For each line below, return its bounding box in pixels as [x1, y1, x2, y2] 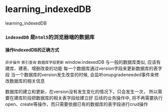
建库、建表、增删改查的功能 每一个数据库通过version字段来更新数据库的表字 [5, 65, 162, 71]
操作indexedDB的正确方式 [5, 47, 59, 53]
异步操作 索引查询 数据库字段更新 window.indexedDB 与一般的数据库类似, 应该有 [5, 59, 161, 65]
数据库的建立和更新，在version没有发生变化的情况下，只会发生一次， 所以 [5, 89, 158, 95]
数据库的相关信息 [9, 78, 45, 84]
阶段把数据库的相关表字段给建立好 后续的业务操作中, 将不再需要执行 [22, 95, 163, 101]
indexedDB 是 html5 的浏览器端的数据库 [5, 34, 95, 41]
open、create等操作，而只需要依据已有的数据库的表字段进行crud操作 [5, 101, 148, 107]
